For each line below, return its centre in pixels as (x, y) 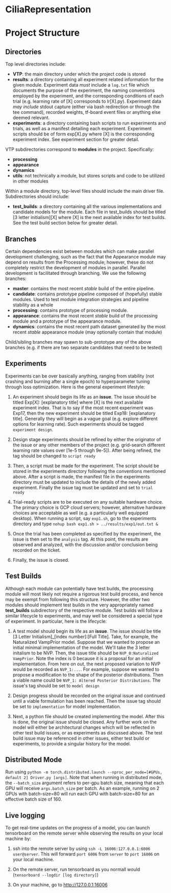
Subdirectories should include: (38, 196)
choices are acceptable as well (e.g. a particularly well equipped (80, 513)
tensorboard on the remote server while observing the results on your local (84, 833)
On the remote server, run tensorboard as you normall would (76, 869)
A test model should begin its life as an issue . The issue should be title (87, 631)
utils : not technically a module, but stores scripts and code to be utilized (89, 176)
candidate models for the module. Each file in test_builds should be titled (89, 212)
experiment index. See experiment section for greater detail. (76, 140)
